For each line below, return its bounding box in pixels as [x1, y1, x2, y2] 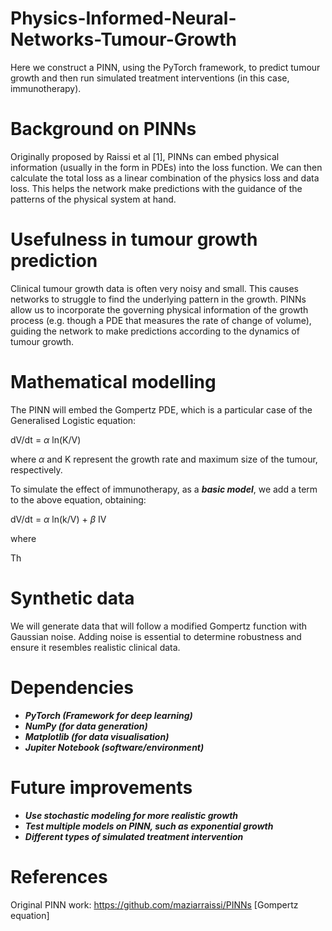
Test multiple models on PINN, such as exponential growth [24, 820, 274, 832]
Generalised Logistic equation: [10, 414, 137, 426]
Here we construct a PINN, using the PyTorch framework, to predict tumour [10, 61, 321, 73]
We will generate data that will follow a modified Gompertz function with [10, 620, 308, 632]
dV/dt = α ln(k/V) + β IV [10, 513, 107, 525]
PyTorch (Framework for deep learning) [24, 709, 193, 721]
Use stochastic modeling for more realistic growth [24, 809, 239, 821]
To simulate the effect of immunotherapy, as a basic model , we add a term [10, 483, 318, 495]
